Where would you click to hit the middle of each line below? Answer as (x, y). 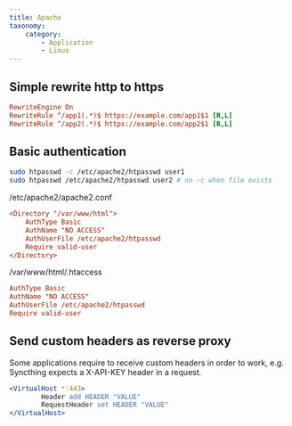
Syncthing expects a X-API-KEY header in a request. (105, 372)
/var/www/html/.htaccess (56, 272)
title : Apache (36, 17)
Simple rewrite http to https (87, 87)
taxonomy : (28, 26)
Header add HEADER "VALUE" (91, 397)
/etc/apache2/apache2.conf (61, 198)
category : (44, 34)
